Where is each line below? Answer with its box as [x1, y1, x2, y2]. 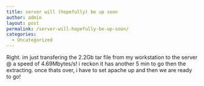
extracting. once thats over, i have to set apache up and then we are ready [6, 67, 192, 73]
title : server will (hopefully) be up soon [6, 8, 118, 15]
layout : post [6, 20, 39, 26]
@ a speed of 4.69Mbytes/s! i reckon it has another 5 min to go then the [6, 60, 186, 67]
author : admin [6, 15, 42, 21]
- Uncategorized [12, 37, 53, 43]
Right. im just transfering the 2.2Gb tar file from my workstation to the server [6, 54, 198, 61]
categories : [6, 31, 36, 38]
